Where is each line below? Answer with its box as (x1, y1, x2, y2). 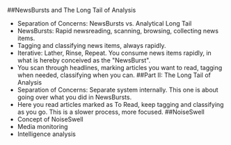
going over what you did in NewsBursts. (17, 93, 132, 101)
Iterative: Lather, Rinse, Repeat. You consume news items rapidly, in (17, 49, 212, 57)
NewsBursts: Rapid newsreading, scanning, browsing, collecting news (17, 27, 219, 35)
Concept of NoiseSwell (17, 115, 83, 123)
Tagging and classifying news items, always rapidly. (17, 42, 166, 49)
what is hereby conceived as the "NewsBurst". (17, 56, 151, 65)
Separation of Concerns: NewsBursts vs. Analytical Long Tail (17, 19, 192, 27)
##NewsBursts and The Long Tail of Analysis (7, 6, 136, 14)
